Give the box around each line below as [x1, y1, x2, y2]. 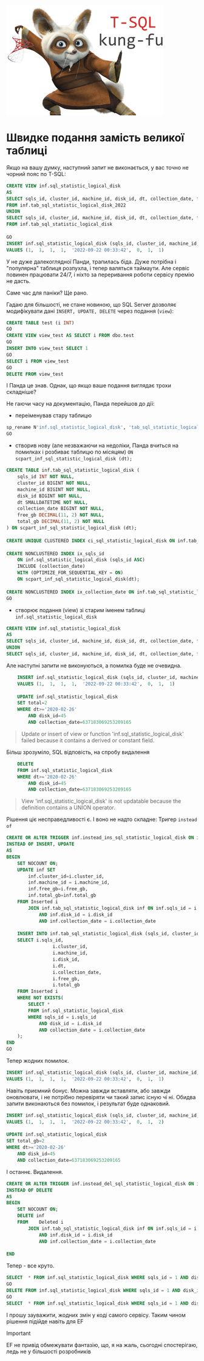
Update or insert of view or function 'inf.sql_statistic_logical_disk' [21, 730, 184, 737]
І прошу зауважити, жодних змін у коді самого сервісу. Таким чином [6, 1311, 186, 1318]
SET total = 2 [17, 700, 47, 706]
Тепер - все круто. [6, 1262, 55, 1269]
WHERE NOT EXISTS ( [17, 995, 64, 1001]
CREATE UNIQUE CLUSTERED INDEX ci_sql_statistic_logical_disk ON [6, 537, 175, 544]
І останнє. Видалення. [6, 1168, 64, 1175]
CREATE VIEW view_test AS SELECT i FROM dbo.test [6, 333, 135, 339]
